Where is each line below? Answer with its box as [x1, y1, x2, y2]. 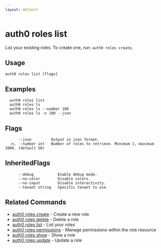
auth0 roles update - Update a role [12, 237, 82, 243]
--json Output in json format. [18, 137, 99, 142]
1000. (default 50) [5, 146, 45, 150]
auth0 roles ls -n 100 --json [9, 111, 71, 116]
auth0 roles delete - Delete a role [12, 216, 79, 222]
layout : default [5, 7, 38, 12]
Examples [5, 85, 36, 93]
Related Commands [5, 198, 67, 206]
